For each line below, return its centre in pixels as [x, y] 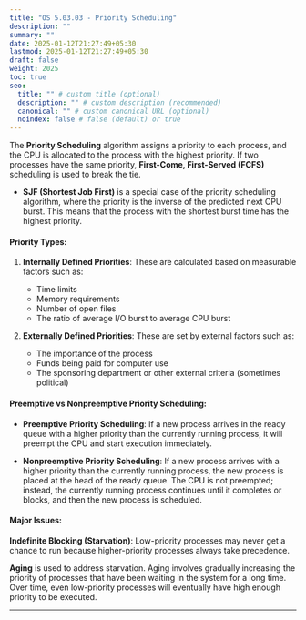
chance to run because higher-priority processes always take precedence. [149, 550]
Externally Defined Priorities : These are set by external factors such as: [158, 336]
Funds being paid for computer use [102, 363]
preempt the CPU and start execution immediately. [117, 443]
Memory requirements [78, 299]
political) [52, 382]
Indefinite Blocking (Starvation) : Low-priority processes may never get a [148, 540]
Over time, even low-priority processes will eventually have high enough [145, 587]
